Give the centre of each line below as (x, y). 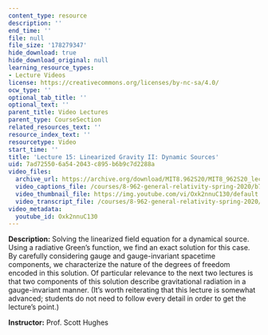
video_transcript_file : (55, 201)
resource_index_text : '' (49, 134)
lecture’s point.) (34, 307)
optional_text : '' (39, 105)
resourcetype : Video (43, 142)
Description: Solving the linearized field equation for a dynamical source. (129, 239)
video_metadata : (35, 209)
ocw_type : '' (30, 90)
